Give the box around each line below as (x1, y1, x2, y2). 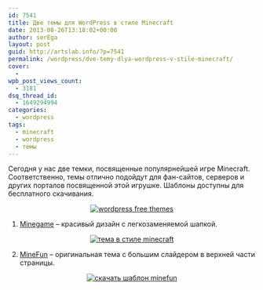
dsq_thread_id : (8, 92, 58, 100)
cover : (8, 63, 30, 71)
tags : (8, 121, 26, 129)
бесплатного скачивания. (8, 189, 94, 198)
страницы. (19, 258, 55, 267)
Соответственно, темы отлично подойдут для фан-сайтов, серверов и (8, 172, 245, 182)
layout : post (8, 41, 51, 49)
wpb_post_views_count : (8, 77, 82, 85)
